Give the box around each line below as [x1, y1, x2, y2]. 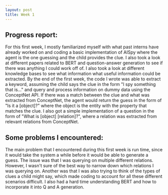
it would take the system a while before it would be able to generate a [5, 152, 148, 158]
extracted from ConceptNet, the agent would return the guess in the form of [5, 97, 162, 104]
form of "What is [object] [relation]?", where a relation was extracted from [5, 114, 157, 120]
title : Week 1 [5, 12, 35, 17]
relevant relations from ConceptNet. [5, 119, 79, 125]
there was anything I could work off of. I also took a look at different [5, 65, 144, 71]
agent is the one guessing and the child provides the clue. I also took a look [5, 55, 160, 61]
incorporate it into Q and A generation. [5, 184, 84, 190]
